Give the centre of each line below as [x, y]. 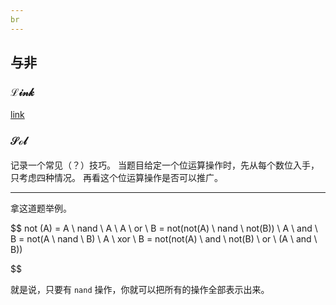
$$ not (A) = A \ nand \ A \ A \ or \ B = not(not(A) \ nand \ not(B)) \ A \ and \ [164, 228]
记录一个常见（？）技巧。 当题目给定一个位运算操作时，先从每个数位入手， [165, 165]
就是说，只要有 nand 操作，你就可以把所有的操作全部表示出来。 [140, 289]
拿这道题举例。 [41, 208]
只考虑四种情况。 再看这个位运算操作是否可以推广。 [116, 177]
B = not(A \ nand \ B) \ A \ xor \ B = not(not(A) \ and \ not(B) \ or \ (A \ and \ [164, 238]
